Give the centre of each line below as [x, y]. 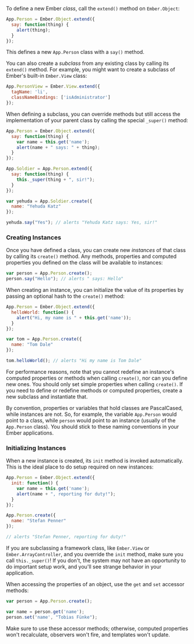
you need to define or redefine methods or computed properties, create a [94, 390]
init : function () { [35, 483]
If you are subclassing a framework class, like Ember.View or [78, 548]
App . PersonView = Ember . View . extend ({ [53, 87]
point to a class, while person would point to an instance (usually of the [91, 420]
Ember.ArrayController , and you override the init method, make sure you [95, 554]
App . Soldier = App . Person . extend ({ [49, 169]
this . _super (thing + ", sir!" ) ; [56, 180]
